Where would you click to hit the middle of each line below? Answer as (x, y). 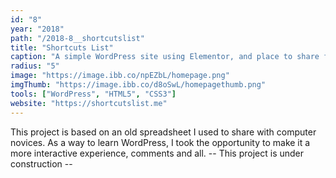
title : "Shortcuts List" (62, 47)
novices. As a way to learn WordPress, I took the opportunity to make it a (160, 142)
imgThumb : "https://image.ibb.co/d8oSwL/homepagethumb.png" (138, 85)
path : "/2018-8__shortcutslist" (77, 38)
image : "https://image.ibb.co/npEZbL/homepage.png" (120, 76)
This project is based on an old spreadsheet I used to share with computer (163, 132)
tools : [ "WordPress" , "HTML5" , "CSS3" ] (93, 94)
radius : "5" (35, 66)
